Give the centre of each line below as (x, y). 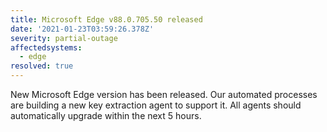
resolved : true (42, 66)
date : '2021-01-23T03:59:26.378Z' (82, 29)
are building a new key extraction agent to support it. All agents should (156, 105)
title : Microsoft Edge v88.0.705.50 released (106, 19)
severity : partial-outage (64, 38)
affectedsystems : (46, 47)
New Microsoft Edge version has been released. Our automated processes (164, 94)
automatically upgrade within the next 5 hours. (106, 115)
